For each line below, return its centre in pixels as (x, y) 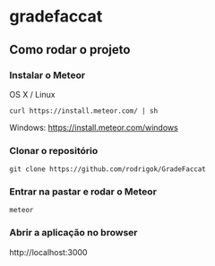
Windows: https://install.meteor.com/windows (94, 127)
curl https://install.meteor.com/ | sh (84, 111)
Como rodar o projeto (70, 50)
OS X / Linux (32, 94)
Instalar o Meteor (47, 75)
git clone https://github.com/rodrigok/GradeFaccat (107, 169)
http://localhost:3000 (48, 252)
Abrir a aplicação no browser (73, 233)
